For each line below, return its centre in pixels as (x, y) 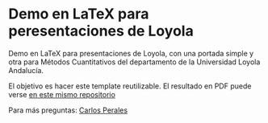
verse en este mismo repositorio (62, 94)
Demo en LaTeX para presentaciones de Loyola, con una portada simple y (131, 53)
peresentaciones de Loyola (101, 31)
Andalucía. (26, 70)
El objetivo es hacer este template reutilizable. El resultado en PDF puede (130, 86)
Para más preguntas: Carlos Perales (68, 110)
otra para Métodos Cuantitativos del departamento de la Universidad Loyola (134, 62)
